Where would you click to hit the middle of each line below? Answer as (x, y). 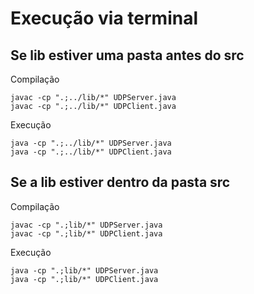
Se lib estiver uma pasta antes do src (127, 55)
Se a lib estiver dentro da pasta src (120, 182)
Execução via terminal (104, 18)
